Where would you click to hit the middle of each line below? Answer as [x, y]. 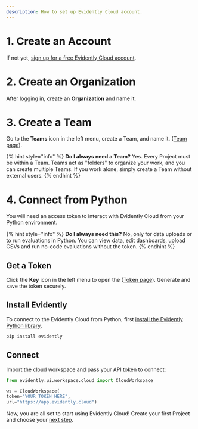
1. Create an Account [59, 41]
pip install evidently [34, 337]
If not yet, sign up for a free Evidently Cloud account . [71, 58]
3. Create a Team [49, 122]
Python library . [24, 326]
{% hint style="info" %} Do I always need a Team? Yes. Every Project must [98, 157]
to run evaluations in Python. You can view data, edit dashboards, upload [96, 240]
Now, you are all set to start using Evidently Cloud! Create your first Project [98, 414]
